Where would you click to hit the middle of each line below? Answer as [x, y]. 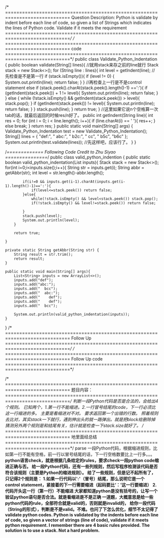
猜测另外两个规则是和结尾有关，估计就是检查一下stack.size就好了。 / [74, 426]
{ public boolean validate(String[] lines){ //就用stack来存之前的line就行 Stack [82, 65]
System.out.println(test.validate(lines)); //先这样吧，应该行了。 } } [71, 142]
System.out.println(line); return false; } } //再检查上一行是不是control [73, 82]
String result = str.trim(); [43, 254]
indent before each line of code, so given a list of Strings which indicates [78, 22]
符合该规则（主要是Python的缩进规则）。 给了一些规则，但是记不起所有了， [81, 472]
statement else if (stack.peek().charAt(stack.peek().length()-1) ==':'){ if [76, 88]
